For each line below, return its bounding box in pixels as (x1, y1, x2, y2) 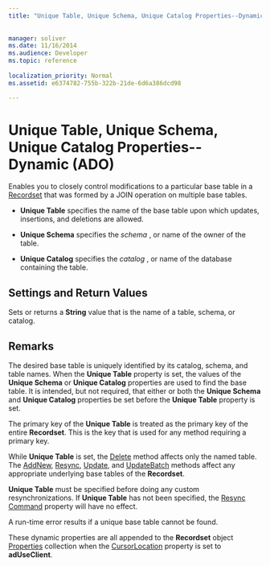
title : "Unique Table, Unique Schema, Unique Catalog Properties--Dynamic (8, 11, 264, 20)
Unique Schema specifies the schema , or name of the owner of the (19, 230, 247, 240)
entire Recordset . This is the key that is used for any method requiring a (8, 428, 247, 437)
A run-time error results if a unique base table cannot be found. (8, 517, 219, 527)
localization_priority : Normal (8, 72, 113, 80)
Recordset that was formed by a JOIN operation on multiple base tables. (8, 190, 247, 200)
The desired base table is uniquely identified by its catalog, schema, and (8, 361, 248, 370)
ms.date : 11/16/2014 (8, 42, 78, 50)
